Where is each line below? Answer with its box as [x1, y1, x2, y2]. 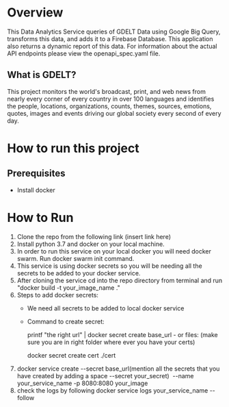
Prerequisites [7, 168, 66, 180]
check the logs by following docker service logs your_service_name [16, 386, 208, 395]
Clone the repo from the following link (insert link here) [16, 232, 172, 241]
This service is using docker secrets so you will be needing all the [16, 262, 203, 270]
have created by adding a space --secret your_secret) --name [16, 371, 194, 380]
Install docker [16, 186, 56, 194]
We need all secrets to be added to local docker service [27, 304, 185, 312]
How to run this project [7, 140, 140, 156]
